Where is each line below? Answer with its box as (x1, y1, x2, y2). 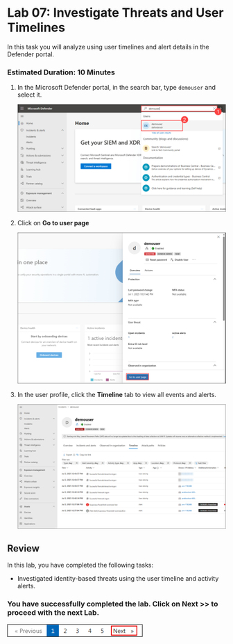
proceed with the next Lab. (7, 608, 99, 618)
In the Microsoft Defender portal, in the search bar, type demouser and (17, 83, 216, 92)
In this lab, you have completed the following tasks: (7, 561, 154, 570)
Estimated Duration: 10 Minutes (7, 67, 116, 77)
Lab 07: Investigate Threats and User (7, 5, 224, 21)
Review (7, 542, 40, 554)
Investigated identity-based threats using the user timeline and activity (17, 574, 219, 583)
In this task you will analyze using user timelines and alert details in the (7, 42, 209, 51)
